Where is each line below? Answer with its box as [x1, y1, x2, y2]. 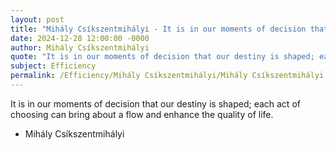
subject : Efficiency [10, 61, 97, 71]
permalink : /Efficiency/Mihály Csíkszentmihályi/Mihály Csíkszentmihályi [10, 71, 325, 81]
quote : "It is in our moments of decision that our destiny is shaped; [10, 52, 315, 62]
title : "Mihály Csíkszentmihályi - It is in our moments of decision [10, 24, 307, 34]
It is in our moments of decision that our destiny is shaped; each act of [10, 97, 301, 110]
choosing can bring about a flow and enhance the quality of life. [10, 108, 274, 120]
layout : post [10, 14, 65, 25]
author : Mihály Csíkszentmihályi [10, 42, 150, 53]
